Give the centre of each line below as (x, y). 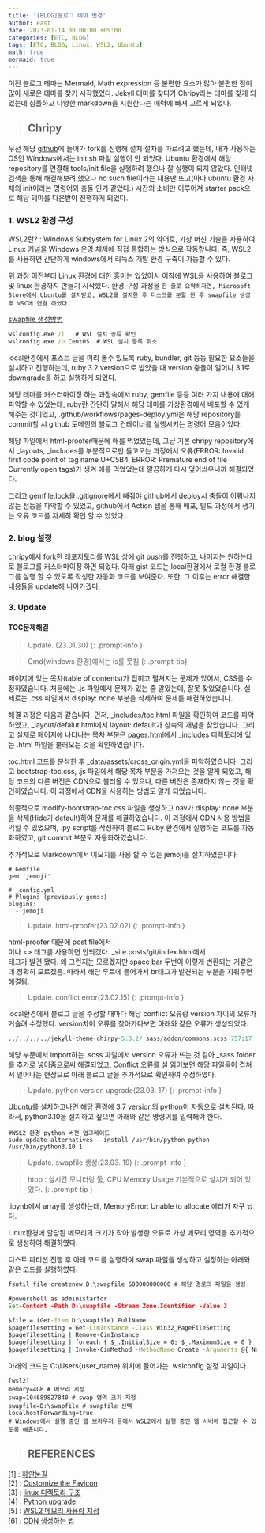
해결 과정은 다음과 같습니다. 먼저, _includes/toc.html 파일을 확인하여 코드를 (124, 715)
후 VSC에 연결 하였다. (39, 303)
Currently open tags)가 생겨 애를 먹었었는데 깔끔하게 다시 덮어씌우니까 (118, 469)
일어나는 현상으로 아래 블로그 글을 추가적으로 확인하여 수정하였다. (116, 1075)
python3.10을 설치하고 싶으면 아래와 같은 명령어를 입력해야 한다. (123, 1117)
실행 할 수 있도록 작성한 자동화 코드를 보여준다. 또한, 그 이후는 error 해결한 (136, 577)
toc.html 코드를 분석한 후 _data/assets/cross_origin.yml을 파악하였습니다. (123, 761)
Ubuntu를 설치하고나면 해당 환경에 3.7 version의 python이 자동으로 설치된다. (127, 1107)
